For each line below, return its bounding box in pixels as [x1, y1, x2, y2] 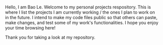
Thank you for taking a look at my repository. [5, 34, 95, 40]
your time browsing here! [5, 25, 56, 31]
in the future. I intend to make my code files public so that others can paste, [5, 15, 158, 20]
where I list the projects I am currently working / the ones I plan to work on [5, 9, 155, 15]
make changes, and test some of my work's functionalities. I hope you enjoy [5, 20, 159, 25]
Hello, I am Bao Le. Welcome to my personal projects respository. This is [5, 4, 151, 10]
